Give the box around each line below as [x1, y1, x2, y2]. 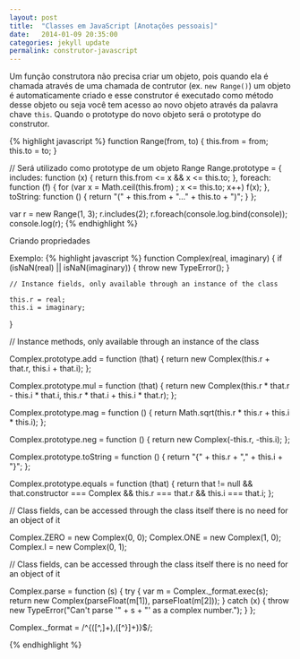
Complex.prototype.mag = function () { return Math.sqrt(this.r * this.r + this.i [9, 407, 290, 418]
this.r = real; [9, 295, 66, 304]
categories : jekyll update [9, 38, 110, 47]
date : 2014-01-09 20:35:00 [9, 30, 118, 39]
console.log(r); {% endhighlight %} [9, 218, 139, 229]
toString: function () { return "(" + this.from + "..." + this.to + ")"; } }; [9, 192, 257, 202]
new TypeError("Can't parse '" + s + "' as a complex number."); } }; [9, 605, 256, 616]
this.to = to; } [9, 145, 57, 157]
